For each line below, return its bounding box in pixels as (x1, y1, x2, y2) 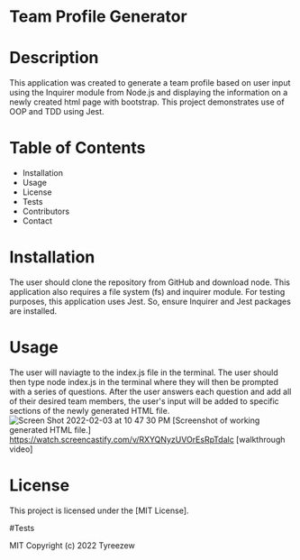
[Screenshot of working (172, 415, 260, 426)
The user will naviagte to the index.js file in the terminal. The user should (9, 367, 279, 378)
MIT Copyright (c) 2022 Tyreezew (9, 539, 135, 551)
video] (9, 444, 33, 454)
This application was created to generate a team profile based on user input (9, 78, 291, 88)
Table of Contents (9, 138, 146, 159)
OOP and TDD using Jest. (9, 106, 105, 117)
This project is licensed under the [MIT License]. (9, 505, 189, 516)
